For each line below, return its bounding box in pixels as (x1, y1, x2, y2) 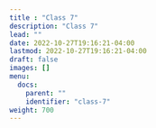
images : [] (9, 64, 50, 73)
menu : (9, 72, 30, 81)
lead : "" (9, 30, 42, 39)
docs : (17, 80, 39, 89)
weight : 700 (9, 105, 54, 114)
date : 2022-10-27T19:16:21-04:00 (9, 38, 135, 48)
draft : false (9, 55, 59, 64)
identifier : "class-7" (25, 96, 111, 106)
